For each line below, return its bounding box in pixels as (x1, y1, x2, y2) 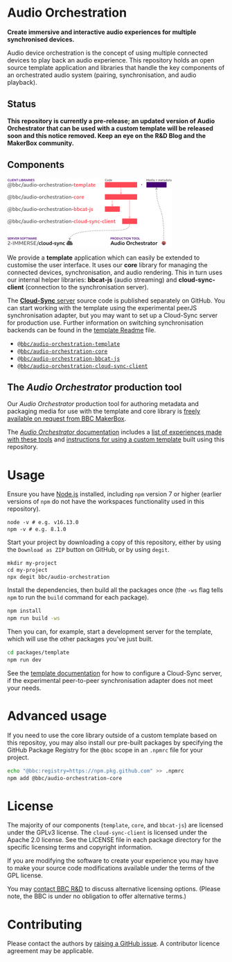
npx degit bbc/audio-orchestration (7, 574, 110, 581)
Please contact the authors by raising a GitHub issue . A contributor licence (7, 939, 220, 948)
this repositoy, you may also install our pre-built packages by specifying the (7, 738, 224, 747)
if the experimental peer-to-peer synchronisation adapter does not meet (7, 676, 213, 684)
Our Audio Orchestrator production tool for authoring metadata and (7, 400, 199, 408)
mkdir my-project (7, 560, 57, 567)
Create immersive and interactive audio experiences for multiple (7, 28, 197, 36)
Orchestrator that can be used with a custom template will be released (7, 124, 213, 133)
